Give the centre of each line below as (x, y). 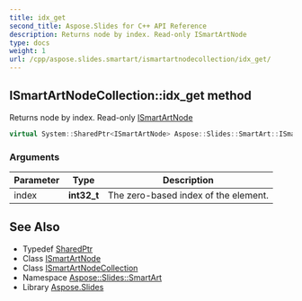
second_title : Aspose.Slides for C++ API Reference (108, 26)
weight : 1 (28, 51)
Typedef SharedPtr (58, 249)
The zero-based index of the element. (188, 195)
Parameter (37, 180)
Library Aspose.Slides (63, 287)
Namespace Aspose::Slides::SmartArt (92, 277)
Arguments (35, 156)
